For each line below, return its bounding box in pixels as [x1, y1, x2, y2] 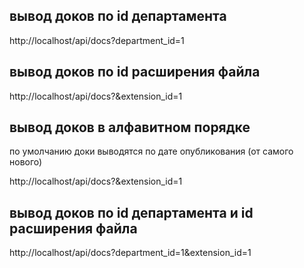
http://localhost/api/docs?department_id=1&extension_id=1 [9, 247, 252, 259]
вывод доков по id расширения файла [9, 64, 261, 81]
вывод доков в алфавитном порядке [9, 119, 251, 136]
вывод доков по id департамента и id [9, 204, 254, 221]
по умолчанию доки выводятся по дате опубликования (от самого [9, 145, 294, 158]
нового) [9, 156, 43, 168]
